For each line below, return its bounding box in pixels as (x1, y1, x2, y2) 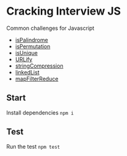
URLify (15, 55, 32, 63)
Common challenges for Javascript (6, 24, 95, 32)
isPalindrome (15, 36, 48, 43)
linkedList (15, 68, 40, 76)
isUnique (15, 49, 38, 56)
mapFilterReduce (15, 75, 59, 82)
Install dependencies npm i (6, 108, 74, 116)
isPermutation (15, 43, 51, 50)
